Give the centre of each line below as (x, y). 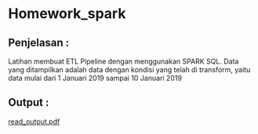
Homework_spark (67, 14)
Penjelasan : (39, 43)
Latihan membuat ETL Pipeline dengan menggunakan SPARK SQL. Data (124, 61)
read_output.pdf (34, 121)
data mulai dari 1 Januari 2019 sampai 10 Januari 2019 (95, 78)
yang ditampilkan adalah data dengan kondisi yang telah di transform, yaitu (129, 70)
